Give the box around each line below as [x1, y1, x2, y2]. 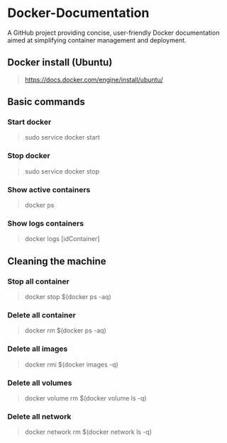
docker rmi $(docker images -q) [24, 360, 118, 369]
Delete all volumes [7, 378, 72, 388]
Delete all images [7, 344, 68, 354]
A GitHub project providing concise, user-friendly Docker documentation [7, 28, 220, 37]
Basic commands [7, 96, 85, 108]
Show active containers [7, 184, 91, 194]
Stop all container [7, 276, 70, 286]
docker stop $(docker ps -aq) [24, 293, 111, 301]
